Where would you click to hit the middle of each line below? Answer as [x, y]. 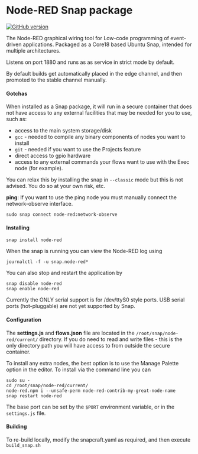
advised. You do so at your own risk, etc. [56, 186]
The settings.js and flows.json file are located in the [70, 333]
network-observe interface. [40, 204]
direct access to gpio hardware [53, 156]
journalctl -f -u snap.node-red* [47, 262]
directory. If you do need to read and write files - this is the [111, 339]
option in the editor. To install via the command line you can [79, 369]
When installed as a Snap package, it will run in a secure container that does [99, 106]
